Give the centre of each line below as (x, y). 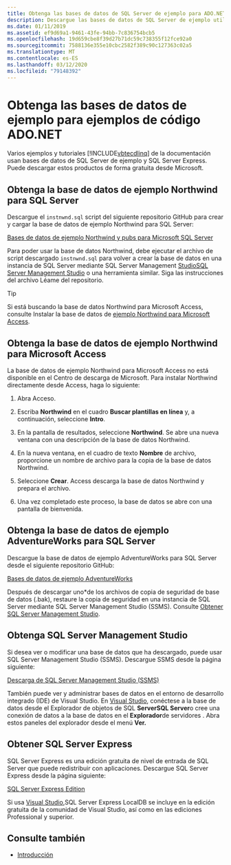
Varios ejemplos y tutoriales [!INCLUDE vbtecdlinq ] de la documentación (109, 153)
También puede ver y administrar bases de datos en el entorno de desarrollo (115, 693)
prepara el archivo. (44, 489)
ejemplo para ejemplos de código (104, 119)
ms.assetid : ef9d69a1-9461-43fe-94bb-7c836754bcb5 (81, 33)
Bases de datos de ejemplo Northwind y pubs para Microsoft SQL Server (110, 237)
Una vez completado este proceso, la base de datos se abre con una (114, 502)
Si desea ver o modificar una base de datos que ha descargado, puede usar (114, 652)
